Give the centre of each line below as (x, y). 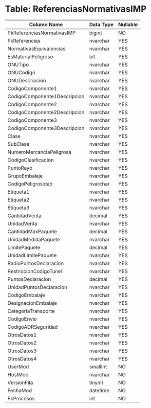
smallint (98, 366)
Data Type (101, 24)
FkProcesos (21, 398)
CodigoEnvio (22, 319)
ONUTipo (18, 65)
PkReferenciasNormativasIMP (42, 33)
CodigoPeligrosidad (30, 183)
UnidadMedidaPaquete (34, 239)
